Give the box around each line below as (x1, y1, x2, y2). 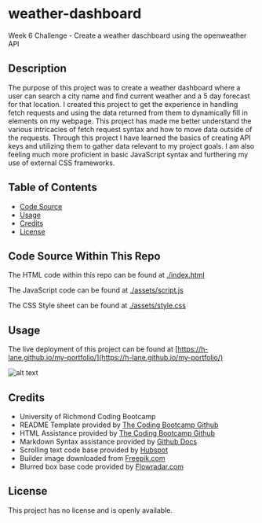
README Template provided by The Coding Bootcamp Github (19, 420, 219, 429)
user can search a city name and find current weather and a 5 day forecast (8, 91, 250, 101)
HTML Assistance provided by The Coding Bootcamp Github (19, 429, 216, 437)
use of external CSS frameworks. (8, 158, 115, 168)
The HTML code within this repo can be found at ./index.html (8, 271, 206, 280)
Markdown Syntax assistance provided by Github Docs (19, 437, 198, 446)
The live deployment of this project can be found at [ (8, 344, 178, 354)
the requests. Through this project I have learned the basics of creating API (8, 133, 251, 142)
